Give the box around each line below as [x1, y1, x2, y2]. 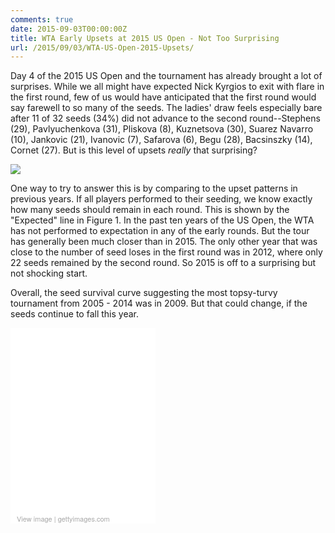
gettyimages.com [57, 512, 110, 524]
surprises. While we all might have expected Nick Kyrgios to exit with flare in [10, 81, 325, 93]
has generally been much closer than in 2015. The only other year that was [10, 236, 318, 248]
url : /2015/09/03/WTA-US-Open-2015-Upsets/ [10, 42, 195, 53]
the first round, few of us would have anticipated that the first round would [10, 91, 317, 103]
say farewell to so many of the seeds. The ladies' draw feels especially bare [10, 102, 323, 114]
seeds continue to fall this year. [10, 308, 139, 320]
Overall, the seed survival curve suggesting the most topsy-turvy [10, 287, 278, 299]
